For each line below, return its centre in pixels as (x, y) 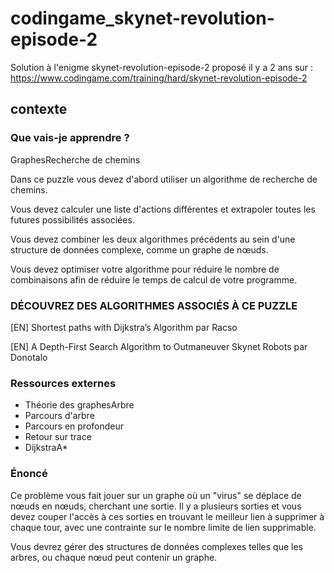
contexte (39, 109)
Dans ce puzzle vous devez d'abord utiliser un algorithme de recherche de (164, 179)
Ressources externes (63, 383)
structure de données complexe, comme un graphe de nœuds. (139, 249)
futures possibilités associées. (72, 219)
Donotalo (29, 357)
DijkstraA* (46, 448)
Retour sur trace (58, 437)
